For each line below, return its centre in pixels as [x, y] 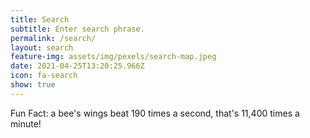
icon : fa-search [44, 76]
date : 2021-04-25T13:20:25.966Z [77, 66]
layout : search [42, 47]
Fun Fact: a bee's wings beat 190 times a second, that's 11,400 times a [155, 113]
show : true [33, 85]
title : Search [40, 19]
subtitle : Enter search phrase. [77, 29]
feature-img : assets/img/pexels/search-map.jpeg [113, 57]
